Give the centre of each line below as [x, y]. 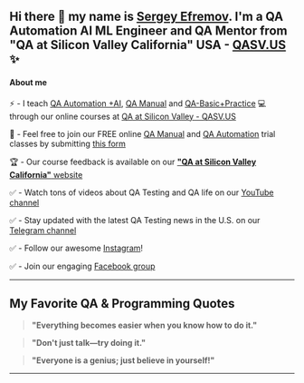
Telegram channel [43, 230]
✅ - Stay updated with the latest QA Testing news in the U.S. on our [135, 220]
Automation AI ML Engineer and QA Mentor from [148, 31]
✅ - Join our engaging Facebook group [82, 266]
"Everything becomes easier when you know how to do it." [144, 325]
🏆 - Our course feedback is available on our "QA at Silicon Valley [133, 162]
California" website [46, 174]
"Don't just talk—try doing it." [89, 343]
